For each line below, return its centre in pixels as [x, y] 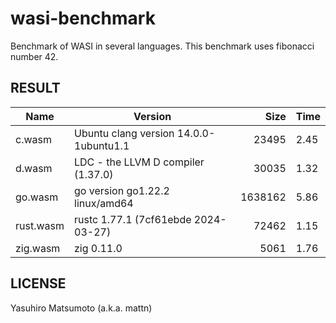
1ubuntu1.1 [102, 145]
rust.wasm [40, 225]
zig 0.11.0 [98, 248]
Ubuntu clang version [124, 133]
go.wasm [37, 197]
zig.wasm [38, 248]
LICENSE [38, 283]
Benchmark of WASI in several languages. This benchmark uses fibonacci [162, 46]
